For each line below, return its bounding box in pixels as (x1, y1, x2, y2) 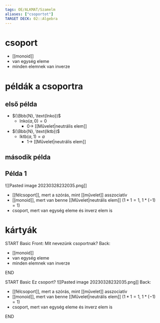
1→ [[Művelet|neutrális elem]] (26, 139, 86, 145)
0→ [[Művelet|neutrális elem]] (26, 123, 87, 129)
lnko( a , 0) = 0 (19, 118, 47, 124)
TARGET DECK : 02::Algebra (5, 16, 58, 21)
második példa (5, 153, 51, 161)
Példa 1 (5, 170, 27, 178)
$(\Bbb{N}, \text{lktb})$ (12, 129, 60, 134)
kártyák (5, 225, 38, 235)
